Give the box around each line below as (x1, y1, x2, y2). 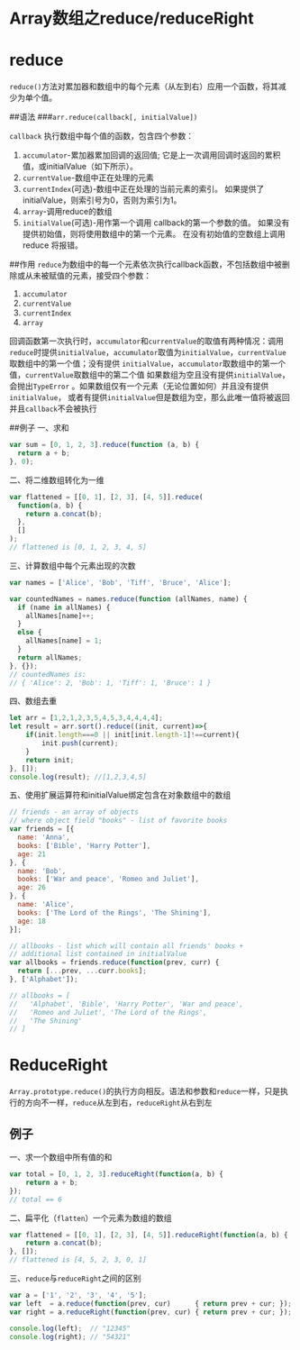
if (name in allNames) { (17, 603, 111, 612)
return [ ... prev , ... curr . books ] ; (17, 966, 147, 976)
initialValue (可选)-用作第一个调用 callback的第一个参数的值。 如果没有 (22, 217, 290, 228)
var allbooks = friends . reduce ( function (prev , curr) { (9, 958, 220, 967)
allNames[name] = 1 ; (25, 636, 103, 645)
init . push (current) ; (41, 739, 119, 748)
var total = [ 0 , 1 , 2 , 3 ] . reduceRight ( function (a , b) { (9, 1170, 223, 1179)
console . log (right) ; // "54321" (9, 1332, 131, 1341)
